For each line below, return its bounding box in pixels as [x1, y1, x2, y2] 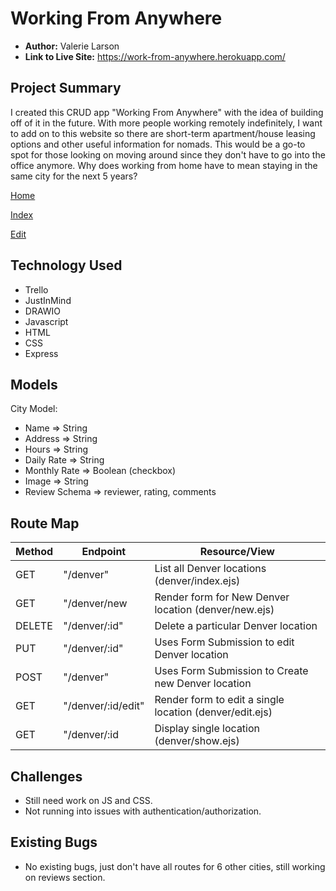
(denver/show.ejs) [154, 734, 240, 748]
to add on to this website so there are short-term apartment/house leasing [10, 127, 316, 139]
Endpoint [81, 545, 127, 559]
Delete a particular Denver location [154, 619, 318, 633]
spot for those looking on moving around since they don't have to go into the [10, 148, 326, 161]
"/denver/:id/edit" [63, 699, 145, 713]
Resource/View [199, 545, 275, 559]
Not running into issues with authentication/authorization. [24, 805, 262, 817]
